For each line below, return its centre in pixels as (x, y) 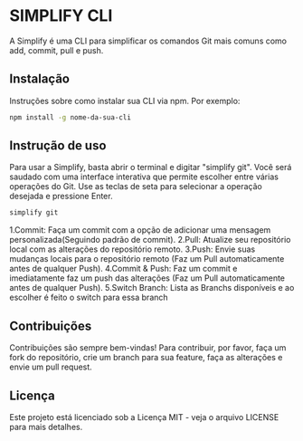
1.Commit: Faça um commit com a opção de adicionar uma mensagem (140, 230)
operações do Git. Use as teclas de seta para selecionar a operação (136, 187)
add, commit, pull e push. (57, 50)
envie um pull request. (51, 367)
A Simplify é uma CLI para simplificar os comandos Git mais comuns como (148, 41)
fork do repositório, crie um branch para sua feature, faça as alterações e (146, 358)
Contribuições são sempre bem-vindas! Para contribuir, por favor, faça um (148, 348)
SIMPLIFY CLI (61, 16)
